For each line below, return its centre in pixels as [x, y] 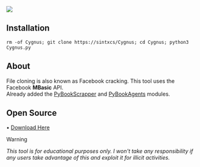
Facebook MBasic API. [35, 87]
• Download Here [28, 127]
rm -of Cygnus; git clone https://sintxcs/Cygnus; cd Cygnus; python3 [98, 42]
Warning [17, 140]
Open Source [32, 113]
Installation [28, 28]
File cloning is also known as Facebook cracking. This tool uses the [91, 81]
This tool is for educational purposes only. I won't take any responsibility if [100, 151]
